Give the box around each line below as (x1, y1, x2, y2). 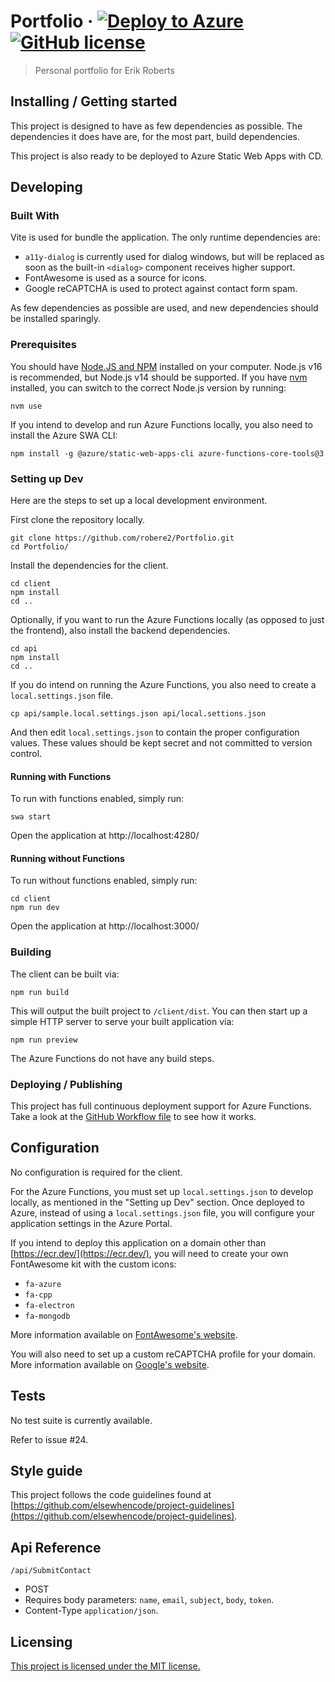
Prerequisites (10, 338, 77, 352)
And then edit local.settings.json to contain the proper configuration (10, 726, 300, 739)
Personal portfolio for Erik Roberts (34, 64, 175, 76)
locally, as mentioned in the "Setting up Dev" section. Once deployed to (10, 1196, 305, 1208)
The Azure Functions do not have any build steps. (10, 1052, 215, 1064)
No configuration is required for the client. (10, 1166, 183, 1178)
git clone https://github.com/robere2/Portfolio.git (10, 533, 235, 544)
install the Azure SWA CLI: (10, 429, 118, 441)
